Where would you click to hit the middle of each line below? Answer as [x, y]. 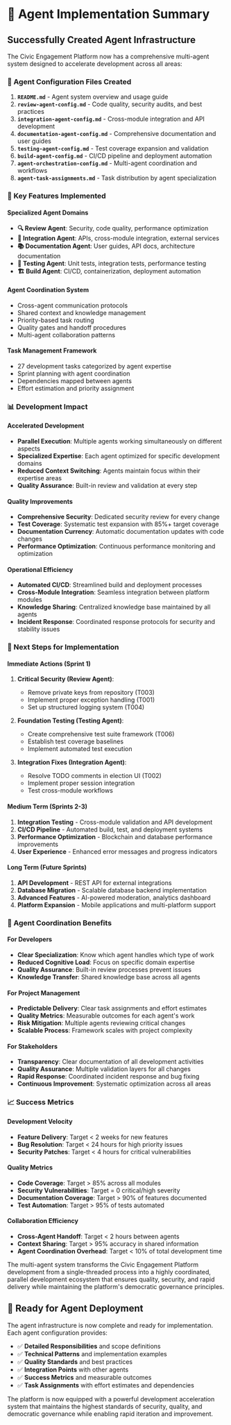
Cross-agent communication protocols [72, 305]
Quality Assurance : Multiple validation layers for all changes [104, 1069]
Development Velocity [40, 1121]
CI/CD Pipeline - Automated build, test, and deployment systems [110, 829]
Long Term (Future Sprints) [47, 868]
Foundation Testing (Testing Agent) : [70, 720]
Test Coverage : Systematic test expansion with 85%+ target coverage [118, 524]
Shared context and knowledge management [82, 312]
